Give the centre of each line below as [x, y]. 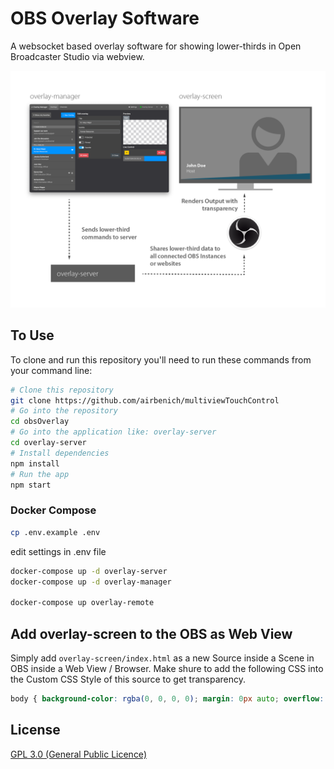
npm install [35, 463]
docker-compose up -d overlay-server [89, 571]
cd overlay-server [48, 443]
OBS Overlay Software [105, 18]
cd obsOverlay [40, 422]
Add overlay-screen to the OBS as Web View [151, 633]
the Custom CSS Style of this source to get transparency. [128, 679]
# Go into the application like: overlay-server [113, 432]
